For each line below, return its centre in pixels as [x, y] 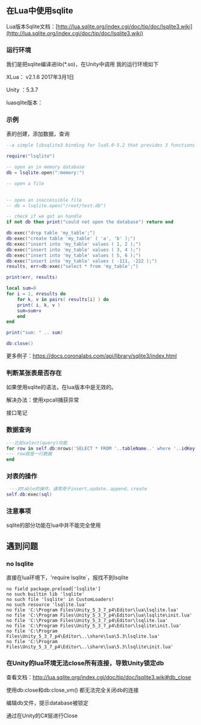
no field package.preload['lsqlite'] [54, 589]
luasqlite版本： [25, 103]
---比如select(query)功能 [37, 443]
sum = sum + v [29, 311]
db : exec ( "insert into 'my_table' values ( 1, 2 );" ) [74, 244]
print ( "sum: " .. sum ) [35, 333]
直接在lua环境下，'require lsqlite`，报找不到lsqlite [67, 577]
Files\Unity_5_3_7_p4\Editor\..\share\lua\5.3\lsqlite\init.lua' [90, 647]
